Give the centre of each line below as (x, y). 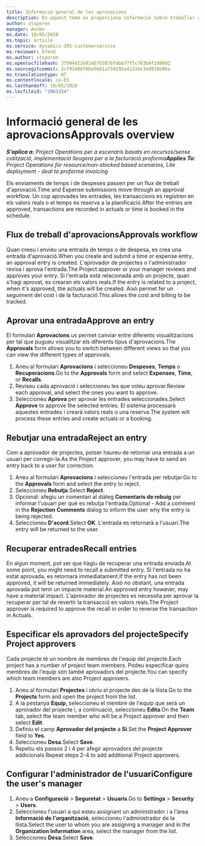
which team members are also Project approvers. (68, 678)
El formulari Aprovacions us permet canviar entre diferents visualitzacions (100, 335)
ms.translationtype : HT (37, 75)
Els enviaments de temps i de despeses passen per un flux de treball (93, 183)
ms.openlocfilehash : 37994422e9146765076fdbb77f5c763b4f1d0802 (88, 63)
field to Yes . (30, 735)
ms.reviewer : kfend (31, 52)
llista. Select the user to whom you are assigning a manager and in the (103, 824)
